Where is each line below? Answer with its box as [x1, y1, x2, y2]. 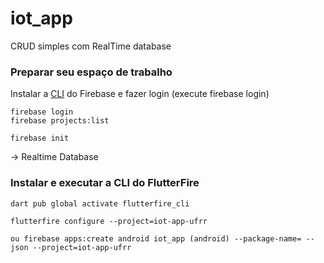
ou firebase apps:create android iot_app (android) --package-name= [10, 233, 302, 244]
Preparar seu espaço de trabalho [10, 65, 173, 79]
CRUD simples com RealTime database [10, 40, 172, 52]
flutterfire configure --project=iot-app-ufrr [10, 216, 208, 226]
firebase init [10, 133, 70, 144]
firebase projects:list [10, 116, 110, 126]
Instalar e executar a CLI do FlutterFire [10, 176, 200, 190]
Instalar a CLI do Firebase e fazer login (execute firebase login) [10, 88, 270, 100]
